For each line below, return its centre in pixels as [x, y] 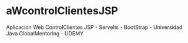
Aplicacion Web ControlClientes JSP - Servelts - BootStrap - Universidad [94, 27]
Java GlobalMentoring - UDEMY [45, 33]
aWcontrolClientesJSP [62, 11]
